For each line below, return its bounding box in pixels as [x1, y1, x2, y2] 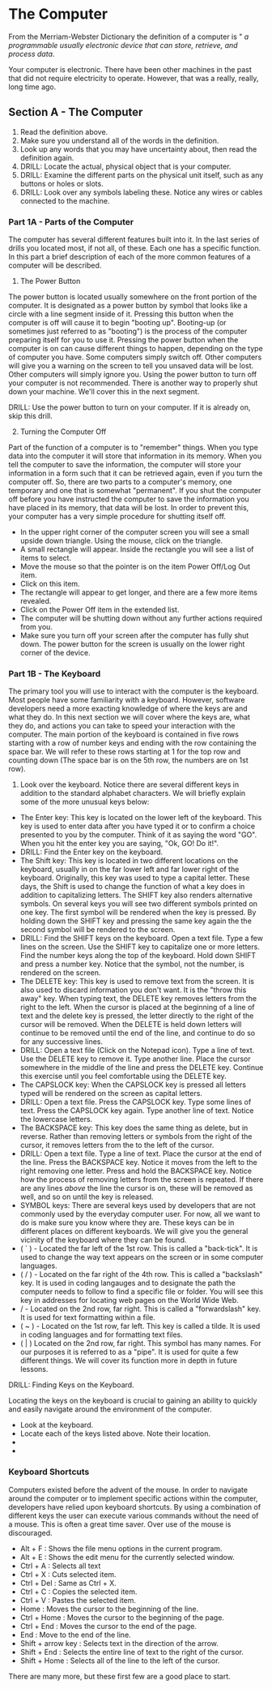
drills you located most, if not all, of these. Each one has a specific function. [8, 243, 261, 253]
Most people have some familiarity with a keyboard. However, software [8, 695, 245, 705]
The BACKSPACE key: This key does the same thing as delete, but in [19, 1123, 249, 1132]
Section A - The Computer [8, 105, 143, 119]
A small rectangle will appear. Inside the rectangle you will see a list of [19, 544, 254, 554]
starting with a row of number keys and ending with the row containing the [8, 738, 257, 748]
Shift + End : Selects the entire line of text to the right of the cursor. [19, 1647, 244, 1657]
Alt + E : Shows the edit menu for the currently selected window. [19, 1552, 235, 1562]
